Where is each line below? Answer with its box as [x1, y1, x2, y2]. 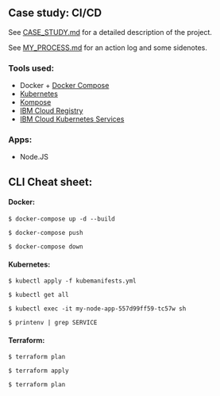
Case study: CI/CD [8, 6, 102, 20]
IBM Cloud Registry [19, 106, 83, 116]
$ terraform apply [8, 367, 69, 375]
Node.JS [19, 152, 49, 162]
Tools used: [8, 63, 55, 74]
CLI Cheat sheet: [8, 175, 93, 189]
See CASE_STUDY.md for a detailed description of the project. [8, 27, 213, 37]
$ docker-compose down [8, 243, 83, 251]
